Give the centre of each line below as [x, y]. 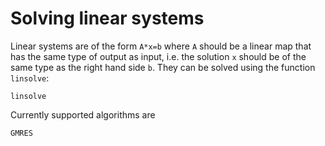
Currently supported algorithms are [83, 114]
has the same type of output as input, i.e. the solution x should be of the [158, 56]
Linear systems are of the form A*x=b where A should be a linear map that [161, 46]
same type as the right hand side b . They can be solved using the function [163, 67]
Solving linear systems [107, 18]
